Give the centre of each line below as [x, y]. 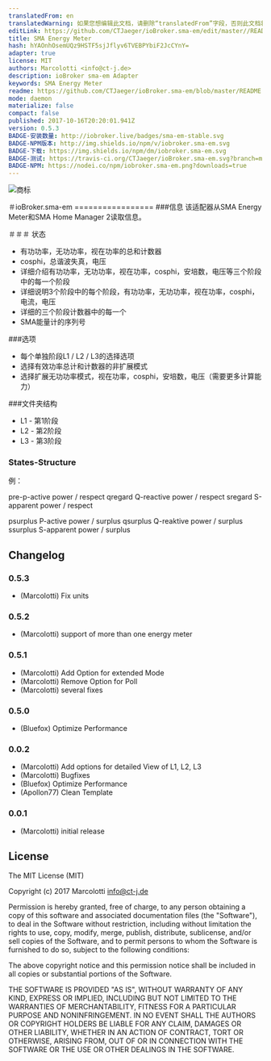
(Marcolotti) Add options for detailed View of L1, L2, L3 [110, 767]
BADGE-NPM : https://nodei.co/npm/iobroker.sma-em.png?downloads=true [128, 166]
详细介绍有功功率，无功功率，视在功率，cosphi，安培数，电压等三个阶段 [141, 272]
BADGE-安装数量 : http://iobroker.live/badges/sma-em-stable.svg [116, 136]
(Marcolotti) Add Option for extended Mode [92, 673]
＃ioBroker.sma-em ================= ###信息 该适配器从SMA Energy [135, 207]
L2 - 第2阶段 [41, 431]
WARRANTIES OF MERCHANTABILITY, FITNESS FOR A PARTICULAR [122, 1007]
